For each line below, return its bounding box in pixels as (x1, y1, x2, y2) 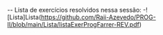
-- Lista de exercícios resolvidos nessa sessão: (7, 6, 142, 14)
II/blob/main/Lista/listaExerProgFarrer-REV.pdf (7, 21, 140, 28)
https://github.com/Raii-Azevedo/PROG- (40, 13, 156, 21)
